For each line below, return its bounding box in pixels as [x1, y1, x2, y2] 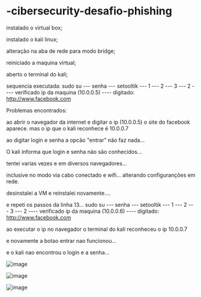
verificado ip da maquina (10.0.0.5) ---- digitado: [14, 88, 135, 96]
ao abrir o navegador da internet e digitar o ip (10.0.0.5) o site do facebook [6, 118, 190, 126]
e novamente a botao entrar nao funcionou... [6, 237, 117, 244]
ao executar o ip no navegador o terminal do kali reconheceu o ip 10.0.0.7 [6, 225, 188, 233]
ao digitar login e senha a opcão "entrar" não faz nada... [6, 136, 145, 144]
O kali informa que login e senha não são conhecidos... [6, 148, 142, 155]
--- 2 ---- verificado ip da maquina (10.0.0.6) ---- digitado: [14, 207, 160, 215]
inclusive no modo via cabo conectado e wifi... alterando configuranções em [6, 171, 196, 179]
